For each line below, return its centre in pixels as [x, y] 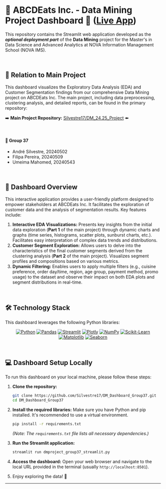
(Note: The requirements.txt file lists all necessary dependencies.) [81, 434]
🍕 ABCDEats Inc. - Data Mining [69, 10]
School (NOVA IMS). [26, 50]
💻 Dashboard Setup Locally [49, 363]
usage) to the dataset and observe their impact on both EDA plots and [83, 277]
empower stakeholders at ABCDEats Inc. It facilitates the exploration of [77, 204]
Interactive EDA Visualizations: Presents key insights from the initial [82, 224]
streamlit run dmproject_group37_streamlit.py [61, 452]
